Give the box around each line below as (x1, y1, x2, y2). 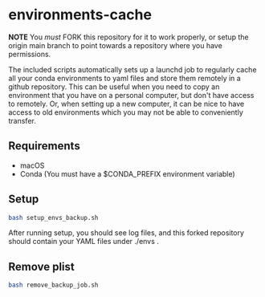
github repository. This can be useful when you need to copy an (8, 82, 220, 92)
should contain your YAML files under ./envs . (8, 237, 159, 246)
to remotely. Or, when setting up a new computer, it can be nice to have (8, 99, 245, 108)
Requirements (8, 139, 80, 153)
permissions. (8, 49, 51, 59)
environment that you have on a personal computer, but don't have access (8, 90, 255, 100)
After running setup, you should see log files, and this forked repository (8, 228, 245, 238)
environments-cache (8, 6, 153, 24)
